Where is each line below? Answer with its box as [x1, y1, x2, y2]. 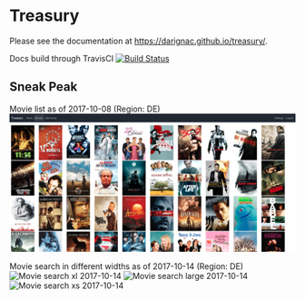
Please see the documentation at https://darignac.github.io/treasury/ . [9, 35, 268, 46]
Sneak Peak [9, 79, 78, 95]
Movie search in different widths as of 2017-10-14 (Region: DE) [9, 260, 243, 272]
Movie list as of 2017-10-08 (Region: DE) [9, 103, 161, 114]
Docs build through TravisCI [9, 53, 114, 63]
